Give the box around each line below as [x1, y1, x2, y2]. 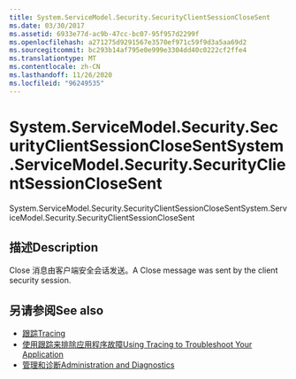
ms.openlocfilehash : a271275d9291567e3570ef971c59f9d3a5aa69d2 [9, 37, 247, 47]
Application [21, 349, 65, 360]
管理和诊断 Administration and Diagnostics [21, 360, 175, 370]
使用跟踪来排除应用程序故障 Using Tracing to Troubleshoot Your [21, 339, 253, 350]
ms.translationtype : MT [9, 54, 97, 63]
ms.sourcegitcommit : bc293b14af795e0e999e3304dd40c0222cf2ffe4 [9, 46, 247, 55]
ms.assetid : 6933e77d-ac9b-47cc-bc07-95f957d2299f [9, 29, 200, 38]
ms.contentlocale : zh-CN [9, 63, 101, 72]
